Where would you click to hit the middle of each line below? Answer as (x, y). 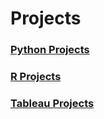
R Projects (36, 77)
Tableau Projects (52, 103)
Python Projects (50, 50)
